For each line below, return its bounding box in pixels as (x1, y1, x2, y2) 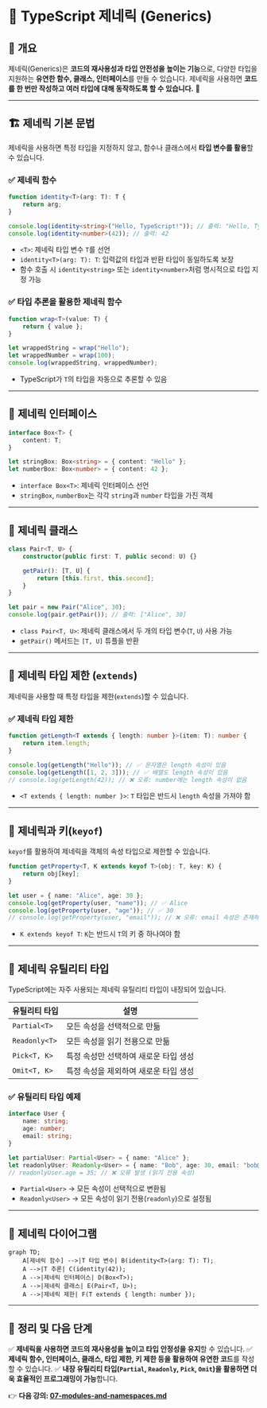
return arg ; (22, 200, 62, 208)
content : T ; (22, 436, 62, 444)
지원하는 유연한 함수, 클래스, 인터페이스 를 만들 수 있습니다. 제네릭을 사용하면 (8, 74, 243, 83)
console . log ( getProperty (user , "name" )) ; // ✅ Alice (8, 899, 188, 907)
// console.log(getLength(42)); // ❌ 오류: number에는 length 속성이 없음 (8, 776, 247, 783)
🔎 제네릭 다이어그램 (8, 1227, 98, 1240)
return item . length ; (22, 740, 91, 748)
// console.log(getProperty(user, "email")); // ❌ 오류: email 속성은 (8, 914, 240, 922)
